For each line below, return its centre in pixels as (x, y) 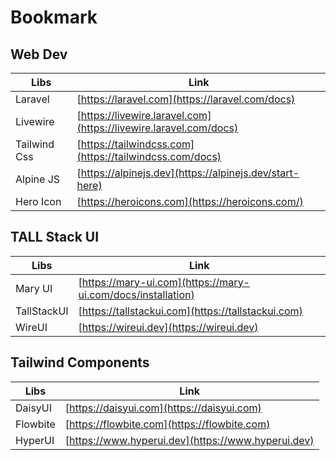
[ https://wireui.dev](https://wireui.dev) (168, 327)
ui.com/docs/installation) (136, 294)
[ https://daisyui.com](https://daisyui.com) (163, 408)
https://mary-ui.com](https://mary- (165, 282)
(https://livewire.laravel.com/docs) (157, 128)
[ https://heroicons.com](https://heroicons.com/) (190, 201)
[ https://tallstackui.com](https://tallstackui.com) (190, 311)
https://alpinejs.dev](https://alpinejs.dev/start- (190, 173)
